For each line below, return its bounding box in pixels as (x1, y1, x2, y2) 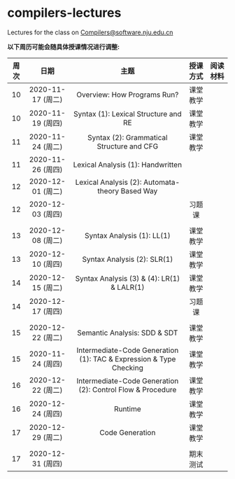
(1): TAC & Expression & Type (79, 354, 176, 363)
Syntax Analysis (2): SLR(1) (82, 254, 173, 264)
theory (97, 186, 120, 195)
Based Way (120, 186, 158, 195)
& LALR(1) (111, 282, 145, 292)
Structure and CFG (97, 141, 159, 151)
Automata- (143, 177, 180, 187)
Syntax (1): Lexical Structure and (73, 109, 182, 118)
